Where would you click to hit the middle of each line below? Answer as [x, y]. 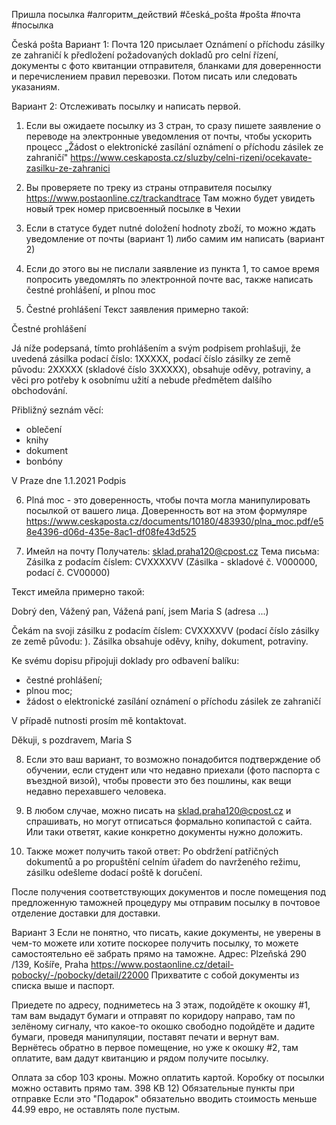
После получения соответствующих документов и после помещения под [169, 892]
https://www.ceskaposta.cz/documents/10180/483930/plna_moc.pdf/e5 [174, 521]
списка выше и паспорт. [63, 985]
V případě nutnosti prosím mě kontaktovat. [99, 720]
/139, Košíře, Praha [50, 964]
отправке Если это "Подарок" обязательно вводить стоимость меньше [164, 1098]
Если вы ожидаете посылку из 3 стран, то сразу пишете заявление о [173, 125]
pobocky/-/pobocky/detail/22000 [80, 975]
